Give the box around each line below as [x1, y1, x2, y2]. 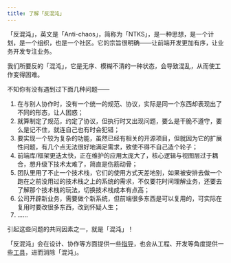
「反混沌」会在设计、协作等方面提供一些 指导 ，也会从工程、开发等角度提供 [7, 239, 218, 248]
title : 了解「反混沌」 [7, 10, 65, 17]
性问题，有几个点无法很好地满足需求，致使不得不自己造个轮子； [16, 143, 198, 151]
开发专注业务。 [12, 47, 56, 55]
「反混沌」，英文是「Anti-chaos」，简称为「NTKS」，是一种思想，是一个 [7, 30, 208, 38]
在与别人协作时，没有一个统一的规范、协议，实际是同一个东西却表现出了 [16, 99, 222, 107]
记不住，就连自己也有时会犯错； [29, 125, 120, 134]
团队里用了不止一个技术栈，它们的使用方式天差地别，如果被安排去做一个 [16, 168, 222, 176]
